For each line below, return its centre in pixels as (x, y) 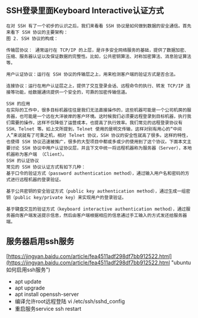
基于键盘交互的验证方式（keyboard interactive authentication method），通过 (96, 209)
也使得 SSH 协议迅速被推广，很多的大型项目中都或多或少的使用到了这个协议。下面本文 (97, 142)
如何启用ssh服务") (28, 269)
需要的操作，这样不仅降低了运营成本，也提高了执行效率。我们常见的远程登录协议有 (96, 123)
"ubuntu (181, 262)
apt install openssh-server (47, 294)
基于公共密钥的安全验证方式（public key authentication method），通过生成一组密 (98, 191)
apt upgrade (30, 288)
